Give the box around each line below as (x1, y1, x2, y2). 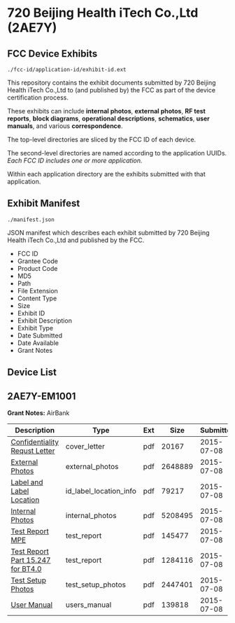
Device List (7, 366, 57, 379)
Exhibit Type (17, 323, 54, 332)
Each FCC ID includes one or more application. (7, 156, 143, 164)
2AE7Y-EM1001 (7, 390, 76, 402)
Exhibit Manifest (7, 197, 80, 209)
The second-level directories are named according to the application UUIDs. (7, 149, 227, 157)
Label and (10, 477, 43, 487)
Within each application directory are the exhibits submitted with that (7, 170, 206, 178)
